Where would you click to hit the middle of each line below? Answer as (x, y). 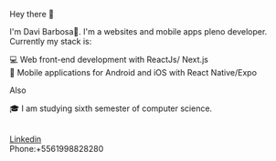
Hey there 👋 (32, 14)
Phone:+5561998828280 (57, 149)
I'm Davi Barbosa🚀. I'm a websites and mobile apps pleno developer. (138, 31)
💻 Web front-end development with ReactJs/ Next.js (109, 60)
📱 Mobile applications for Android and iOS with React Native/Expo (133, 72)
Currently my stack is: (51, 41)
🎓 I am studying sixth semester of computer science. (111, 108)
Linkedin (26, 139)
